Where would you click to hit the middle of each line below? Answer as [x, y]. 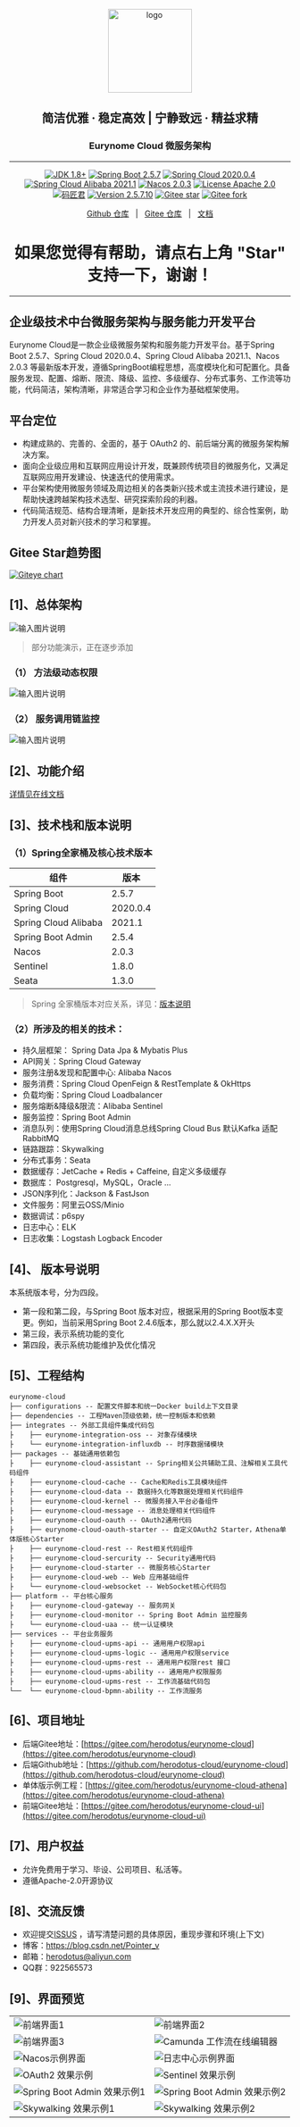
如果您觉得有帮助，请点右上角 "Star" [150, 252]
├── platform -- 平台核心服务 [61, 1596]
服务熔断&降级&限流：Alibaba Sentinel [92, 1106]
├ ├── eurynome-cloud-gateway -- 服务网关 [93, 1606]
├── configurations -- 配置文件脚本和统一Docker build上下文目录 [124, 1406]
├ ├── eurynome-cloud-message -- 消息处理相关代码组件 [112, 1510]
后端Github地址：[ [55, 1764]
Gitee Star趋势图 [55, 552]
